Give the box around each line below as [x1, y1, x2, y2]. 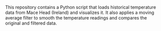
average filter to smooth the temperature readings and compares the [5, 15, 147, 20]
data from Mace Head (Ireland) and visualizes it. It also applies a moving [5, 9, 154, 15]
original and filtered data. [5, 20, 57, 26]
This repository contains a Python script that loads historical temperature [5, 4, 156, 10]
